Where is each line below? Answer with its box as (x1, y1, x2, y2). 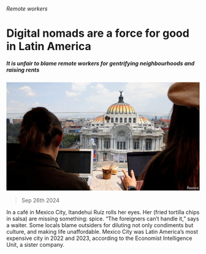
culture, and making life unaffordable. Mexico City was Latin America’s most (6, 228, 198, 236)
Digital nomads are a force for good (6, 26, 190, 40)
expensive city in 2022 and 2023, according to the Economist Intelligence (6, 234, 193, 242)
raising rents (6, 66, 40, 73)
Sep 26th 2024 (21, 196, 60, 204)
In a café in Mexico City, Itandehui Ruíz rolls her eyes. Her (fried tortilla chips (6, 209, 200, 216)
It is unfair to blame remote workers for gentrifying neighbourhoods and (6, 60, 195, 67)
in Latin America (6, 39, 91, 53)
